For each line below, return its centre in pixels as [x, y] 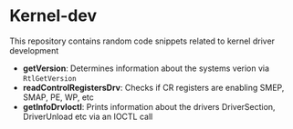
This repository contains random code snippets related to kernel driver [142, 41]
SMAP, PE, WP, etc [58, 97]
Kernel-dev [53, 16]
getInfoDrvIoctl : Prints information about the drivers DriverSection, [149, 106]
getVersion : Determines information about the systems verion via [146, 68]
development [34, 50]
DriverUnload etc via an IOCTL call [88, 116]
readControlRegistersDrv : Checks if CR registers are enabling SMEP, [153, 87]
